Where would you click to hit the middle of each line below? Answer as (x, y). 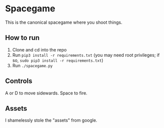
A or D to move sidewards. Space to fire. (46, 93)
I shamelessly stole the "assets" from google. (51, 120)
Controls (19, 81)
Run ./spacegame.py (32, 65)
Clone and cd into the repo (39, 49)
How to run (22, 38)
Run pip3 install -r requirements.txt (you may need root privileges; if (86, 55)
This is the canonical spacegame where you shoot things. (64, 22)
